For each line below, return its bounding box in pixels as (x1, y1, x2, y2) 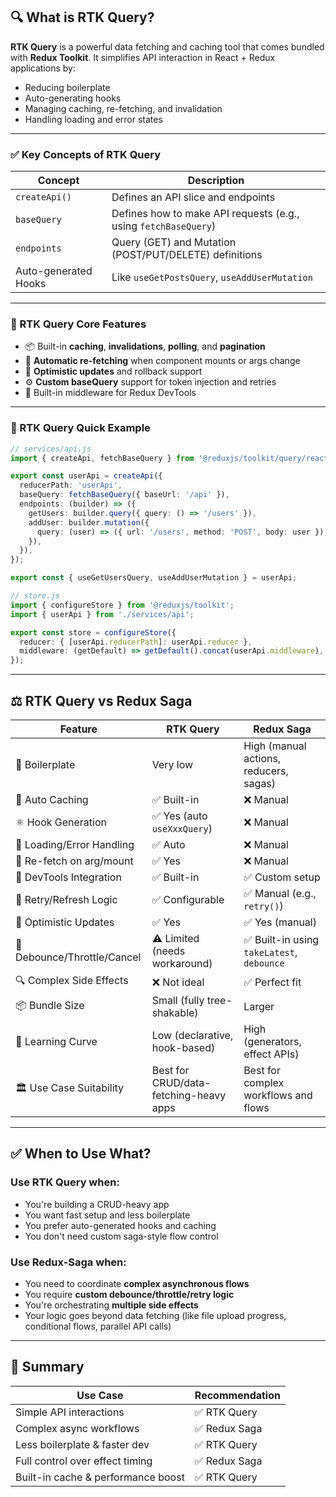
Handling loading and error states (24, 113, 163, 125)
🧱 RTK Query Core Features (10, 317, 147, 331)
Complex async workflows (15, 1421, 140, 1435)
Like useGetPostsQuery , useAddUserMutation (111, 270, 313, 284)
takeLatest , (243, 945, 298, 959)
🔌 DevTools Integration (15, 870, 122, 884)
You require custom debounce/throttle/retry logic (24, 1289, 235, 1300)
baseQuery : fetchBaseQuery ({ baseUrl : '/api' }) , (19, 490, 230, 500)
